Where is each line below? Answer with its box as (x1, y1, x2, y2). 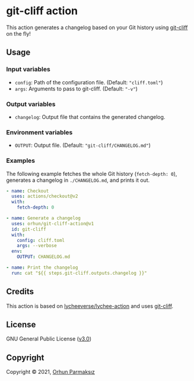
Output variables (6, 100, 56, 108)
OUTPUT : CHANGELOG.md (17, 254, 70, 260)
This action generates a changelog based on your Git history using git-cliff (6, 24, 188, 31)
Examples (6, 156, 36, 165)
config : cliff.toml (17, 237, 65, 243)
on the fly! (6, 30, 31, 37)
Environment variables (6, 128, 73, 136)
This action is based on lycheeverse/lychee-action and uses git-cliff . (6, 302, 174, 310)
